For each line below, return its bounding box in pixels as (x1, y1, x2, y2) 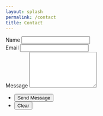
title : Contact (5, 20, 43, 26)
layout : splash (5, 8, 43, 15)
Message (5, 82, 28, 89)
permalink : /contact (5, 14, 57, 20)
